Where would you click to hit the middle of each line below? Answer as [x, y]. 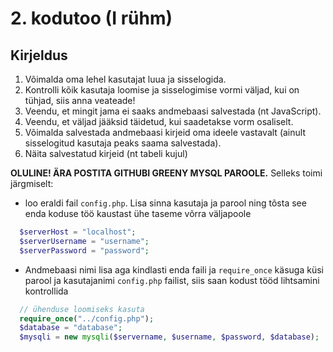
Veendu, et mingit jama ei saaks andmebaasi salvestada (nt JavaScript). [173, 111]
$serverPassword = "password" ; [84, 250]
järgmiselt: [32, 183]
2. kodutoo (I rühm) [91, 18]
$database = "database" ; [71, 328]
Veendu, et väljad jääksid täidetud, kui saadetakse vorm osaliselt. [159, 121]
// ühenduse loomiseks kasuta [82, 309]
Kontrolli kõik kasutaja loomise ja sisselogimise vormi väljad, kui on [162, 90]
